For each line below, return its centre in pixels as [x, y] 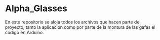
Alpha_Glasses [36, 9]
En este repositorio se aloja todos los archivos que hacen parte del [73, 22]
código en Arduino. [25, 32]
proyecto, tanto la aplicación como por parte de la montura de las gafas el [80, 27]
